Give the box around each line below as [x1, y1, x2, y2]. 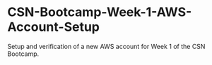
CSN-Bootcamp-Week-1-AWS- [7, 4, 192, 20]
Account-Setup [7, 19, 100, 35]
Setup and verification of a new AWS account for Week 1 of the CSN [7, 42, 206, 50]
